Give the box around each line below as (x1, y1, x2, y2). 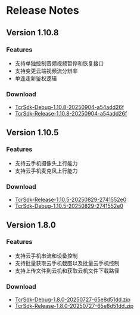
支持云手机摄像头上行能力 (14, 159, 78, 166)
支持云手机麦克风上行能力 (14, 167, 78, 174)
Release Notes (6, 4, 79, 17)
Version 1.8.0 (6, 220, 57, 230)
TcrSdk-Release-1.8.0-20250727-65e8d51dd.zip (14, 302, 134, 310)
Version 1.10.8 (6, 28, 59, 38)
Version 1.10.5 (6, 127, 59, 138)
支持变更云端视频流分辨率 (14, 67, 78, 74)
